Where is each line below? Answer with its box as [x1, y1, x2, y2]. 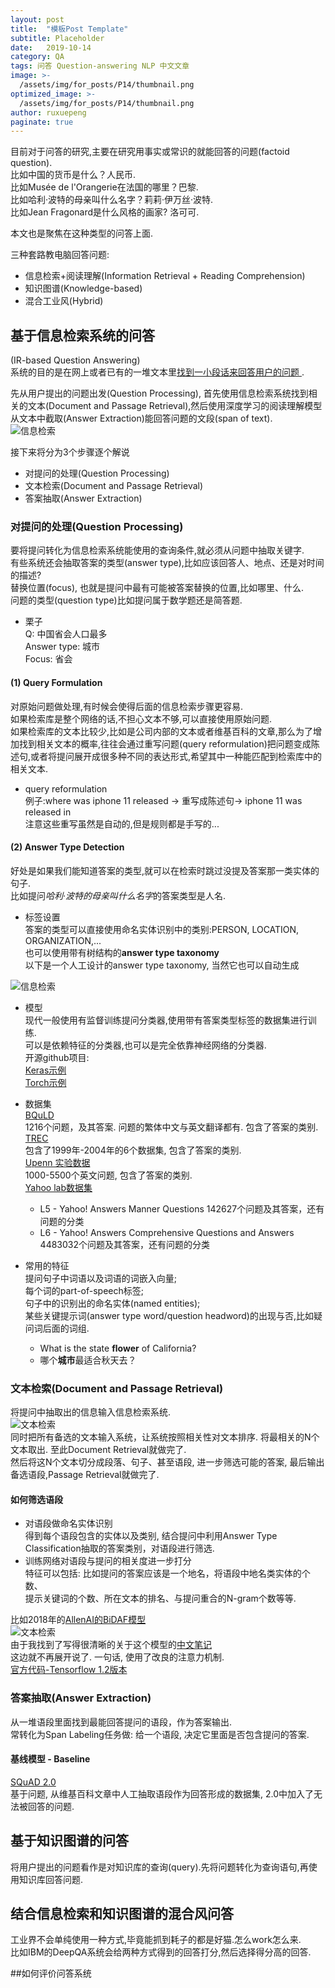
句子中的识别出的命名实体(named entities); [24, 1297, 201, 1309]
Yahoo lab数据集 [24, 1181, 93, 1193]
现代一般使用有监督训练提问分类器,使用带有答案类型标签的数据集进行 [24, 1014, 308, 1026]
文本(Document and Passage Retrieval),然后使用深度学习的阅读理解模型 [27, 400, 323, 412]
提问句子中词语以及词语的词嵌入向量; [24, 1272, 178, 1284]
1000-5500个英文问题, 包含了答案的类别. [24, 1169, 193, 1181]
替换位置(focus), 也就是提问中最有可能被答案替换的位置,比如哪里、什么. [10, 582, 305, 594]
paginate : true [10, 117, 74, 127]
